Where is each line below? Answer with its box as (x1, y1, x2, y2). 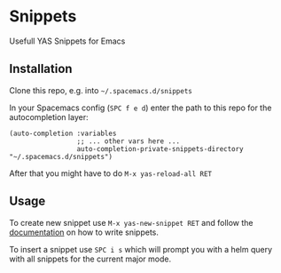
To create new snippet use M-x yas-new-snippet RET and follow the (9, 217, 254, 228)
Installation (9, 61, 73, 76)
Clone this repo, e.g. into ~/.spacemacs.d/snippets (9, 84, 192, 95)
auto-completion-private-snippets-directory (76, 144, 244, 153)
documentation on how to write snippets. (9, 227, 160, 237)
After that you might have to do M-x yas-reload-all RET (9, 167, 213, 179)
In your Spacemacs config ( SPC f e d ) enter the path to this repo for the (9, 102, 272, 113)
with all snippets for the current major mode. (9, 253, 171, 264)
